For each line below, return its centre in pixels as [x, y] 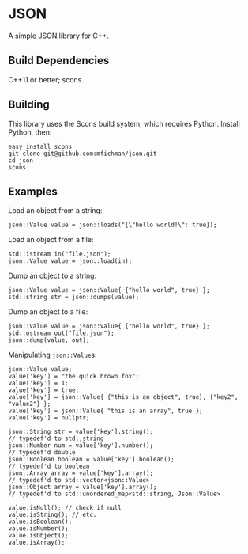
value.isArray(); [37, 543]
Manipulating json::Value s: [53, 355]
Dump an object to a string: [53, 276]
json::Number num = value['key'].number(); [81, 446]
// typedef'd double [42, 453]
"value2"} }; [30, 404]
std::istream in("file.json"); [60, 254]
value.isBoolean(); [40, 522]
